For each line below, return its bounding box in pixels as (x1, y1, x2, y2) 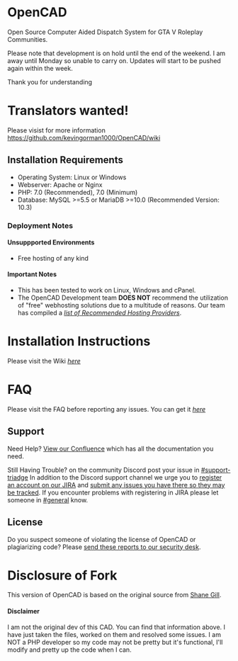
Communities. (7, 35, 48, 43)
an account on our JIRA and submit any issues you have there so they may (7, 480, 225, 489)
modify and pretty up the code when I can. (7, 645, 132, 654)
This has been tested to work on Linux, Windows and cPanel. (17, 286, 196, 295)
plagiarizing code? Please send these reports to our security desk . (7, 543, 201, 551)
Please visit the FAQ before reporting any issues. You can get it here (7, 405, 206, 413)
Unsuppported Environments (7, 238, 95, 247)
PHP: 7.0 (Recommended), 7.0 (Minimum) (17, 188, 138, 196)
